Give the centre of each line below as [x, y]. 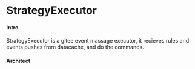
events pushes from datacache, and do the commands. [75, 47]
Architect [18, 61]
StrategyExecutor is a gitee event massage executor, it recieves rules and [98, 41]
